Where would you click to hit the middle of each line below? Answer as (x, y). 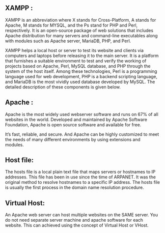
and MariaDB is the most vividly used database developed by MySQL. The (80, 82)
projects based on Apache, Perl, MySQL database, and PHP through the (78, 66)
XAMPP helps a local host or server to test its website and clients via (74, 50)
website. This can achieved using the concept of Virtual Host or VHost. (77, 225)
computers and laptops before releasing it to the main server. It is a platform (82, 56)
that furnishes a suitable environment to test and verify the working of (76, 60)
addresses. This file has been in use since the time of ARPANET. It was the (81, 177)
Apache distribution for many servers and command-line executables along (82, 35)
